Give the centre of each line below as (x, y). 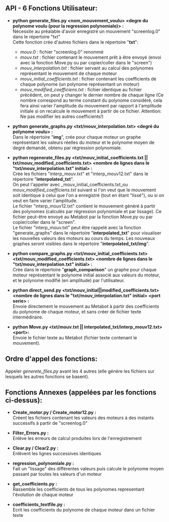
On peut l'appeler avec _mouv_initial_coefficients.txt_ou (70, 184)
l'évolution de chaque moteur (43, 495)
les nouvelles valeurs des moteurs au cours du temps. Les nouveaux (84, 238)
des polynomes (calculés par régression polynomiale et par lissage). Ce (87, 211)
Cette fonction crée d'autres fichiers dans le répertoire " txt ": (75, 42)
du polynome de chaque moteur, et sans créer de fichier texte (77, 311)
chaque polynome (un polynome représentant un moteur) (80, 84)
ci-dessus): (24, 400)
